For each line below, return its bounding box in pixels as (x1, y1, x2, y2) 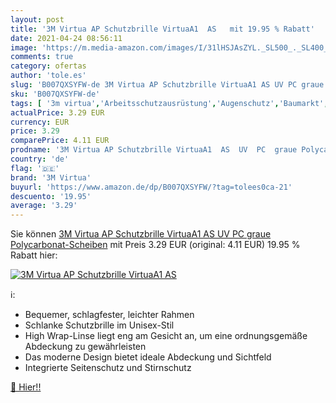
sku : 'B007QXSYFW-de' (10, 89, 101, 99)
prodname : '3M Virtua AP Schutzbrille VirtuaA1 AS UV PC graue (10, 145, 298, 155)
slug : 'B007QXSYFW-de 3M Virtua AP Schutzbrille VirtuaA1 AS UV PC (10, 80, 298, 90)
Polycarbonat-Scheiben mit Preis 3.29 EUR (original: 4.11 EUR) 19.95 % (10, 239, 301, 251)
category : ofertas (10, 61, 87, 71)
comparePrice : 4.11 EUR (10, 136, 110, 146)
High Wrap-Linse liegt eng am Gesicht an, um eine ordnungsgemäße (24, 330, 308, 342)
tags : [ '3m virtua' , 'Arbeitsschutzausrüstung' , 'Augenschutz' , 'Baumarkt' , (10, 98, 329, 108)
